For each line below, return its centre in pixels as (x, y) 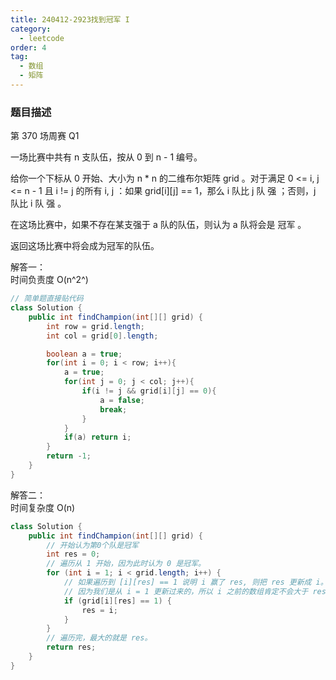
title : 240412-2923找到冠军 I (70, 19)
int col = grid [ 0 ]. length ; (102, 336)
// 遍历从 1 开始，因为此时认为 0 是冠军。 (126, 564)
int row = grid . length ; (95, 326)
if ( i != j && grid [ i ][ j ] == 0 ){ (149, 391)
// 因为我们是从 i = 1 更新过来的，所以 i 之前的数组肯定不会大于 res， (198, 591)
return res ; (71, 647)
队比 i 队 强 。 (38, 203)
